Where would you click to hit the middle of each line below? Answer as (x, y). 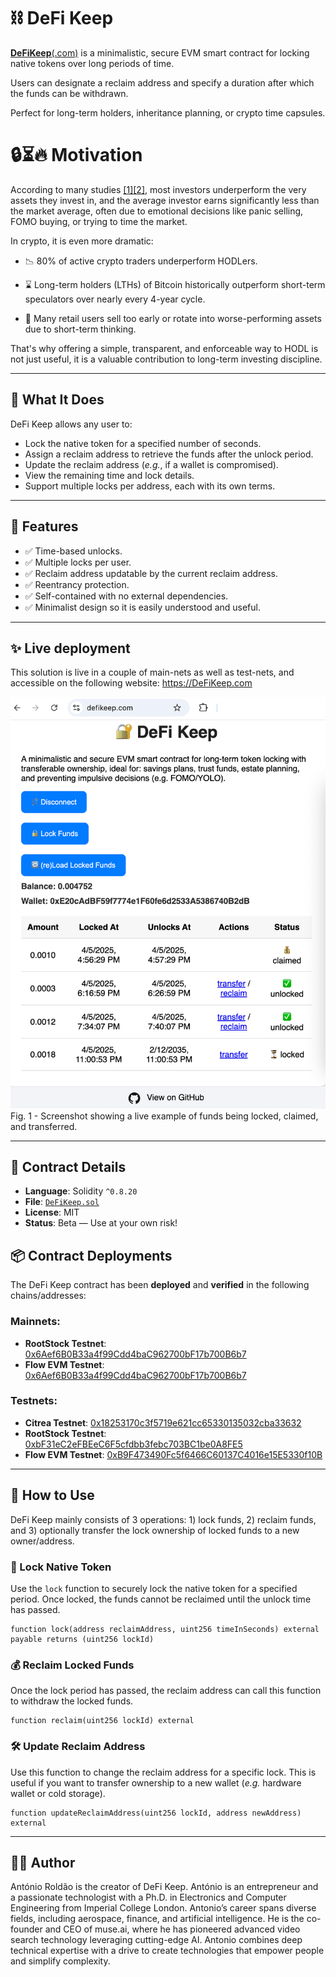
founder (26, 1929)
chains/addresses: (48, 1296)
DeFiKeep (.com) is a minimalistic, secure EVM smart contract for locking (160, 52)
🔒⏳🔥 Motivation (76, 155)
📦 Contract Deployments (91, 1255)
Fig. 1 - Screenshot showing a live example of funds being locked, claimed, (164, 1116)
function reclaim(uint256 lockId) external (102, 1721)
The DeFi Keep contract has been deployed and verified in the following (160, 1285)
